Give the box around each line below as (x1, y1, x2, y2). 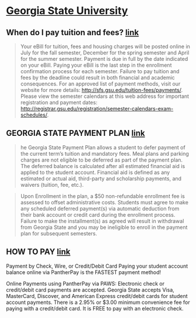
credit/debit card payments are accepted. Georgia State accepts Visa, (6, 286, 174, 293)
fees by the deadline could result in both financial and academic (20, 74, 176, 81)
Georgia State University (6, 4, 128, 18)
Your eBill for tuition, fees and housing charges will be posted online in (20, 43, 190, 50)
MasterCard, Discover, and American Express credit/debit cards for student (6, 292, 188, 299)
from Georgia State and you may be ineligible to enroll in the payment (20, 224, 188, 231)
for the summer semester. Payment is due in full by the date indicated (20, 56, 188, 62)
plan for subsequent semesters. (20, 230, 98, 237)
